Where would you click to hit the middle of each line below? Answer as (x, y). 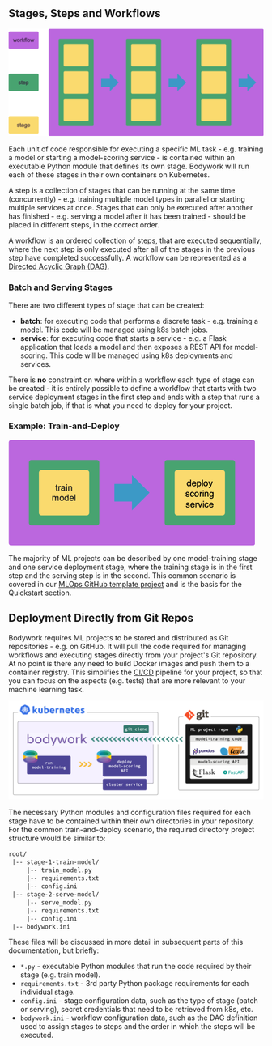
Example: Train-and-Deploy (64, 426)
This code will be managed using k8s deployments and (141, 355)
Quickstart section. (40, 593)
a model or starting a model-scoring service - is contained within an (122, 158)
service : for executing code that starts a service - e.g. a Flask (123, 338)
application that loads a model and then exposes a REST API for (126, 347)
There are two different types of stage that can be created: (106, 305)
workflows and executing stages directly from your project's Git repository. (134, 655)
